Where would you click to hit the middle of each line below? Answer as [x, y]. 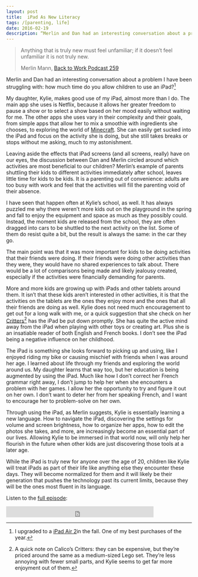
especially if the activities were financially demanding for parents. [86, 277]
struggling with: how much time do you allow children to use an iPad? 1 [91, 86]
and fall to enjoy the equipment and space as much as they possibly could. [97, 215]
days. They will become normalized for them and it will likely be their [89, 474]
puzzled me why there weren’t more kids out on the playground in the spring [99, 209]
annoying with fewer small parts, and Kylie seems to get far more [93, 562]
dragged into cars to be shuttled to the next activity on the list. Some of [93, 227]
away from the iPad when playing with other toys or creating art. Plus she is [98, 327]
